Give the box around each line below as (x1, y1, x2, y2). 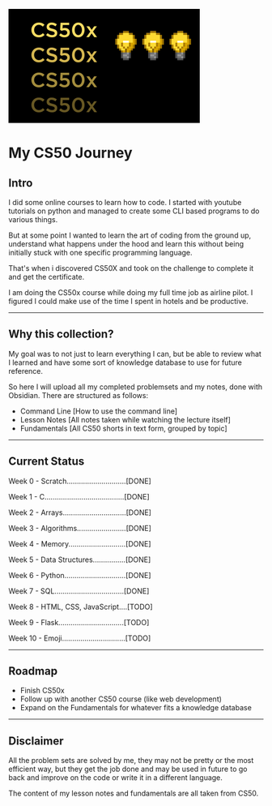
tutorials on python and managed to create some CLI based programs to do (8, 206, 260, 216)
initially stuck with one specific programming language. (8, 248, 193, 257)
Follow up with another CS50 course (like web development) (19, 694, 223, 704)
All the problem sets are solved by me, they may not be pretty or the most (8, 756, 254, 765)
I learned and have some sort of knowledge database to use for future (8, 358, 243, 367)
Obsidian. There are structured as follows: (8, 390, 148, 400)
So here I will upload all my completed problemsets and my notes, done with (8, 382, 263, 392)
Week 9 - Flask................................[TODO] (8, 617, 150, 627)
